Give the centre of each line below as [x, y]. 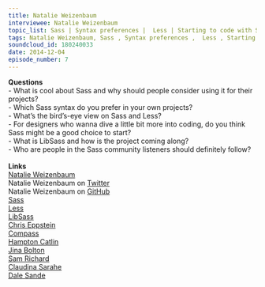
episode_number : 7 [38, 60]
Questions [26, 82]
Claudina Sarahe [35, 266]
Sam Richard [29, 259]
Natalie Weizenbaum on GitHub [59, 191]
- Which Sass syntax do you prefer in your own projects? [101, 107]
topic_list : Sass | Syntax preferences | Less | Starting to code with [130, 30]
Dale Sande [27, 275]
